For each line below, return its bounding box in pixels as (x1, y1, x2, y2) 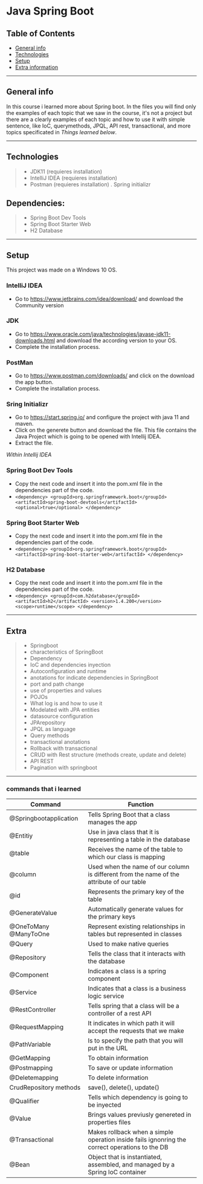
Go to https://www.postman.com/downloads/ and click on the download (14, 372, 195, 379)
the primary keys (87, 912, 136, 921)
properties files (87, 1118, 131, 1127)
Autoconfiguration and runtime (30, 668, 107, 675)
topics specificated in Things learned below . (6, 128, 117, 135)
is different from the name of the (87, 870, 180, 879)
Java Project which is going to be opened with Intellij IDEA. (14, 433, 161, 440)
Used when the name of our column (87, 863, 190, 871)
